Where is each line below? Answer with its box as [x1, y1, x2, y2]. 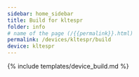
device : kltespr [7, 43, 55, 50]
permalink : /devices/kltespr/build [7, 36, 112, 43]
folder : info [7, 23, 46, 30]
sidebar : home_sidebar [7, 10, 74, 17]
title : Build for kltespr [7, 17, 83, 24]
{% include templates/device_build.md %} [7, 62, 129, 70]
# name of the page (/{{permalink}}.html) [7, 29, 133, 37]
